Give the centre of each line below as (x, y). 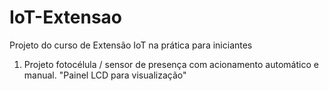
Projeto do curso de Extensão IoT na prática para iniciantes (131, 45)
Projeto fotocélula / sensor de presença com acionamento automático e (171, 64)
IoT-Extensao (66, 17)
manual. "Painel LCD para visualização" (105, 75)
